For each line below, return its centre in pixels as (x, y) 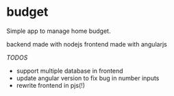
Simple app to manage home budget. (59, 31)
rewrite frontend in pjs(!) (51, 85)
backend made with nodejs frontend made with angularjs (87, 44)
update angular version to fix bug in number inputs (88, 78)
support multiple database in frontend (70, 71)
